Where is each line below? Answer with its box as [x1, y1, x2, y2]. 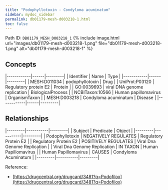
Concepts [5, 60, 36, 68]
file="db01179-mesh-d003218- [98, 40, 162, 46]
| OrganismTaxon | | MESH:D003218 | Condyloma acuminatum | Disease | [5, 94, 156, 100]
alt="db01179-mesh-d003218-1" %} [19, 45, 93, 51]
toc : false [5, 21, 28, 26]
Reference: [5, 163, 28, 170]
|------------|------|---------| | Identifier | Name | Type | [5, 73, 121, 79]
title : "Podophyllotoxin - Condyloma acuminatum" [5, 7, 111, 12]
